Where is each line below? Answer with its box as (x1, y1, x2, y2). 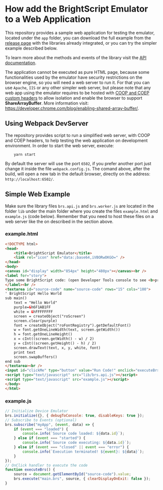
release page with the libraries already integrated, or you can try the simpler (5, 40, 157, 46)
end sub (5, 359, 21, 364)
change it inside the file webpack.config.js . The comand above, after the (5, 166, 150, 171)
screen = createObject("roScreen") (14, 314, 86, 319)
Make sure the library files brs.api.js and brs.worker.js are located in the (5, 203, 154, 209)
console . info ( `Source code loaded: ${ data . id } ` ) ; (22, 431, 125, 436)
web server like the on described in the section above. (5, 219, 114, 224)
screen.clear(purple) (14, 318, 57, 323)
